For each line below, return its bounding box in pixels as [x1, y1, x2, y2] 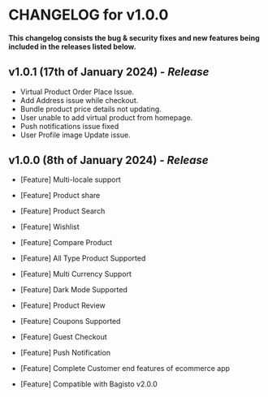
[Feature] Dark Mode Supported [19, 285, 128, 295]
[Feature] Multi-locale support [19, 175, 122, 184]
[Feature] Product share [19, 191, 101, 201]
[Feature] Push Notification [19, 347, 111, 358]
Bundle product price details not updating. [19, 104, 162, 114]
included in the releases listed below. [8, 41, 136, 51]
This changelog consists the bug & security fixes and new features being [8, 32, 260, 42]
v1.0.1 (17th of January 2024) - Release [8, 65, 210, 79]
